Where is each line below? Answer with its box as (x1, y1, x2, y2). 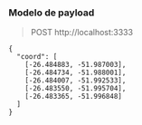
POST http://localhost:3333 (30, 27, 133, 38)
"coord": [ (16, 53, 58, 62)
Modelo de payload (8, 6, 95, 19)
